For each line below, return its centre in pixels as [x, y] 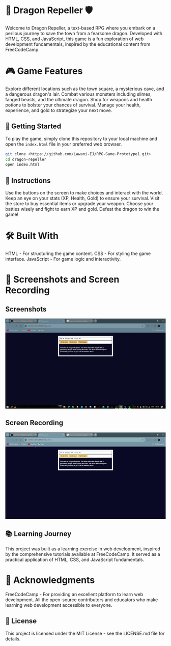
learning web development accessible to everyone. [59, 605]
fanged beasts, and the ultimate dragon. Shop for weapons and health [79, 99]
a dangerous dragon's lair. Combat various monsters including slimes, [78, 94]
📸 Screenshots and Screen [62, 280]
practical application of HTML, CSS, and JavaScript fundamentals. [75, 559]
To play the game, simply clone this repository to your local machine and [81, 138]
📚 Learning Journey [38, 534]
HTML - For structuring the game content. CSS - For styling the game [78, 254]
